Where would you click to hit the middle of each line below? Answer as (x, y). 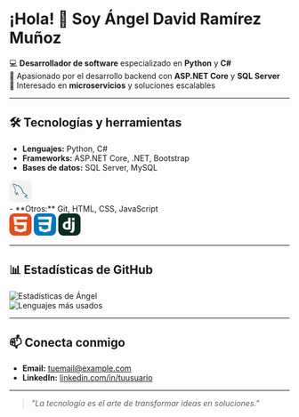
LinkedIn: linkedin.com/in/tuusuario (87, 378)
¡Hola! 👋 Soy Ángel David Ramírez (136, 19)
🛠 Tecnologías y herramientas (96, 123)
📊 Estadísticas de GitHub (81, 270)
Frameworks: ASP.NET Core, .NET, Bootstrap (105, 158)
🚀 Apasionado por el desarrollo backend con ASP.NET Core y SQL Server (145, 76)
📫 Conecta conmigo (68, 342)
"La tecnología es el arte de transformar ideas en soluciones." (145, 404)
